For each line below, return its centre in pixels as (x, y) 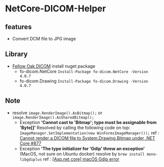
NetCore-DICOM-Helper (56, 9)
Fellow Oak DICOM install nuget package (54, 66)
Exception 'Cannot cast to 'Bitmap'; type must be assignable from (88, 122)
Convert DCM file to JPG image (44, 39)
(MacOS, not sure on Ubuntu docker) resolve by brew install (82, 154)
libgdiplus (31, 159)
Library (16, 54)
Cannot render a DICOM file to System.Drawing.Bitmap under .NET (87, 138)
